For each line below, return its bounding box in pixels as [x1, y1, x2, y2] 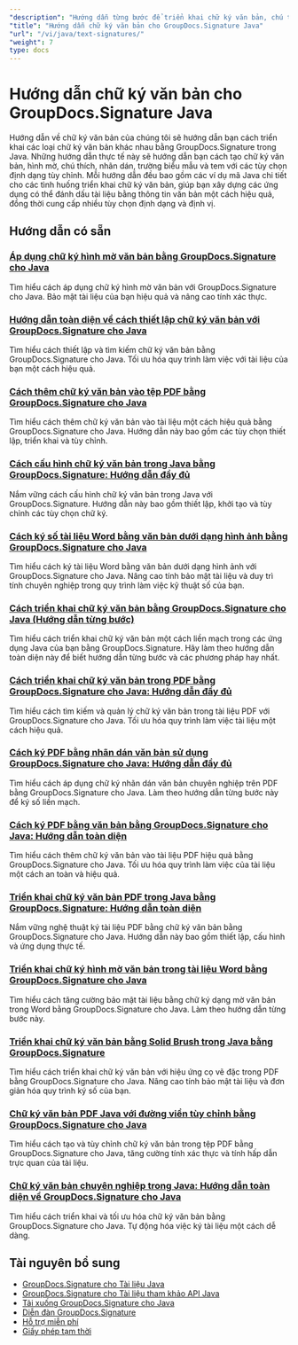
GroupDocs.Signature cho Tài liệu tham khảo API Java [21, 1288, 220, 1299]
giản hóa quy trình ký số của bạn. [9, 1085, 131, 1096]
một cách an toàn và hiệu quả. [9, 869, 120, 880]
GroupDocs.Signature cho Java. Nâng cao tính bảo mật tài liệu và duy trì [9, 570, 273, 581]
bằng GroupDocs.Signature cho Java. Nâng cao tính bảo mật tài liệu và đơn [9, 1076, 286, 1087]
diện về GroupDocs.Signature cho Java [9, 1191, 182, 1203]
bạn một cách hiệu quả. [9, 364, 96, 374]
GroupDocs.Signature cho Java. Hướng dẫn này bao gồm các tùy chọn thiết [9, 426, 286, 437]
